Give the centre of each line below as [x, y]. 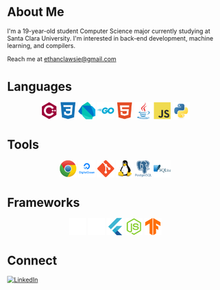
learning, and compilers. [41, 45]
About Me [36, 12]
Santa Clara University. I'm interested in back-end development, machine [110, 38]
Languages [39, 87]
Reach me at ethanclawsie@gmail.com [62, 58]
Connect [32, 260]
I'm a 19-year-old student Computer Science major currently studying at [109, 31]
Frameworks [44, 203]
